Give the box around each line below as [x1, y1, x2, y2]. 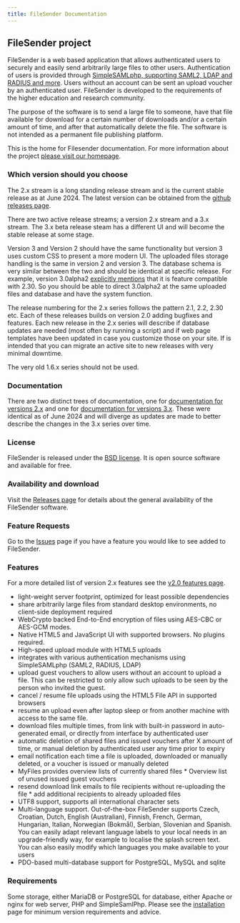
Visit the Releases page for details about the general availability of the [7, 495, 213, 504]
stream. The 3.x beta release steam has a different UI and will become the [7, 222, 225, 231]
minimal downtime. [7, 349, 63, 357]
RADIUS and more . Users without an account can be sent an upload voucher [7, 79, 233, 87]
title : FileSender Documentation [7, 10, 107, 18]
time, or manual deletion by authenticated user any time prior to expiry [17, 744, 225, 753]
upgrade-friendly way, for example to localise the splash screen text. [17, 835, 221, 844]
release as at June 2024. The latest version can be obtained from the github [7, 194, 231, 202]
